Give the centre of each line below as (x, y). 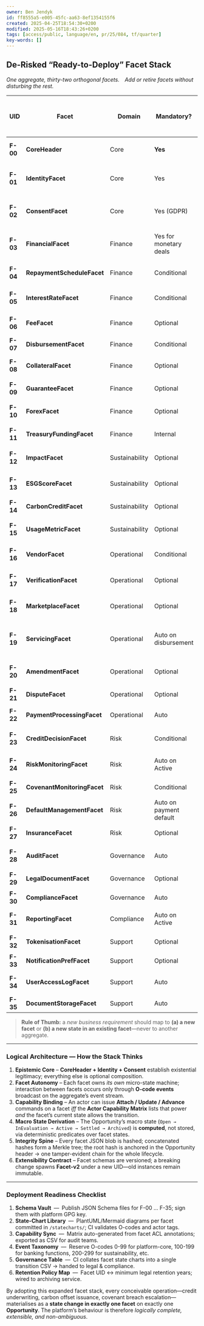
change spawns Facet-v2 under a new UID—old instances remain (97, 1167)
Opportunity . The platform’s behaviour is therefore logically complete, (94, 1310)
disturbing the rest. (30, 86)
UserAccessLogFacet (57, 982)
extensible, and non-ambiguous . (47, 1317)
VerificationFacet (52, 580)
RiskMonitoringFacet (57, 764)
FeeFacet (39, 323)
